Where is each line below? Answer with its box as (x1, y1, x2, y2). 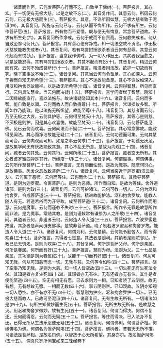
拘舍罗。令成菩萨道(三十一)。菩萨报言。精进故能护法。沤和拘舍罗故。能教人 (5, 192, 157, 198)
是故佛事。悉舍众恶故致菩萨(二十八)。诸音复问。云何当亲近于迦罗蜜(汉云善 (5, 168, 154, 174)
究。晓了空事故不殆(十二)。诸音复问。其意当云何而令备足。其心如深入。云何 (5, 71, 157, 77)
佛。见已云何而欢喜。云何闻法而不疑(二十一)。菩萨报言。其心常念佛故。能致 (5, 126, 157, 131)
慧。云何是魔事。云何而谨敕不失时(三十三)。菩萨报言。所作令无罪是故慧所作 (5, 204, 157, 210)
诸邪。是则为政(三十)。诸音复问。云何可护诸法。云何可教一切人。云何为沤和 (5, 186, 157, 192)
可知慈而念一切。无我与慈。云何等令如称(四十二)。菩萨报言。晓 (30, 259, 157, 265)
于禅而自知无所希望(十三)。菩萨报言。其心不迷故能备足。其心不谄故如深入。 (5, 77, 157, 83)
